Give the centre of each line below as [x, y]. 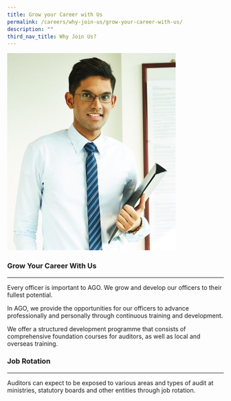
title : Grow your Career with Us [55, 14]
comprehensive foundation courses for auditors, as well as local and [104, 336]
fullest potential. [30, 295]
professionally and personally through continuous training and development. [115, 315]
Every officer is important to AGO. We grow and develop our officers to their [114, 287]
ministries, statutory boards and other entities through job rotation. [101, 390]
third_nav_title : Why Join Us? [52, 37]
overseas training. [33, 343]
